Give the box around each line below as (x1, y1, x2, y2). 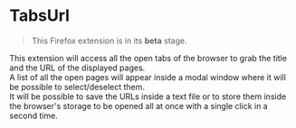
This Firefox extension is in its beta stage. (31, 35, 187, 46)
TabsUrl (9, 5, 71, 26)
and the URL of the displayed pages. (9, 62, 146, 73)
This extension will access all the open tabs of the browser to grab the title (9, 52, 288, 63)
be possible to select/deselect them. (9, 81, 146, 92)
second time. (9, 110, 59, 121)
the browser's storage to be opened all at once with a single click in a (9, 100, 269, 111)
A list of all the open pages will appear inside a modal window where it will (9, 71, 287, 82)
